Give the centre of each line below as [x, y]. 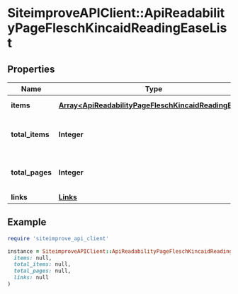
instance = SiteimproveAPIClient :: [60, 251]
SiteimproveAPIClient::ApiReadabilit [116, 13]
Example [27, 222]
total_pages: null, [42, 271]
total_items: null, [42, 264]
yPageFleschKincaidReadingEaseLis [117, 28]
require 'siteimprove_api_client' [58, 238]
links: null [32, 278]
